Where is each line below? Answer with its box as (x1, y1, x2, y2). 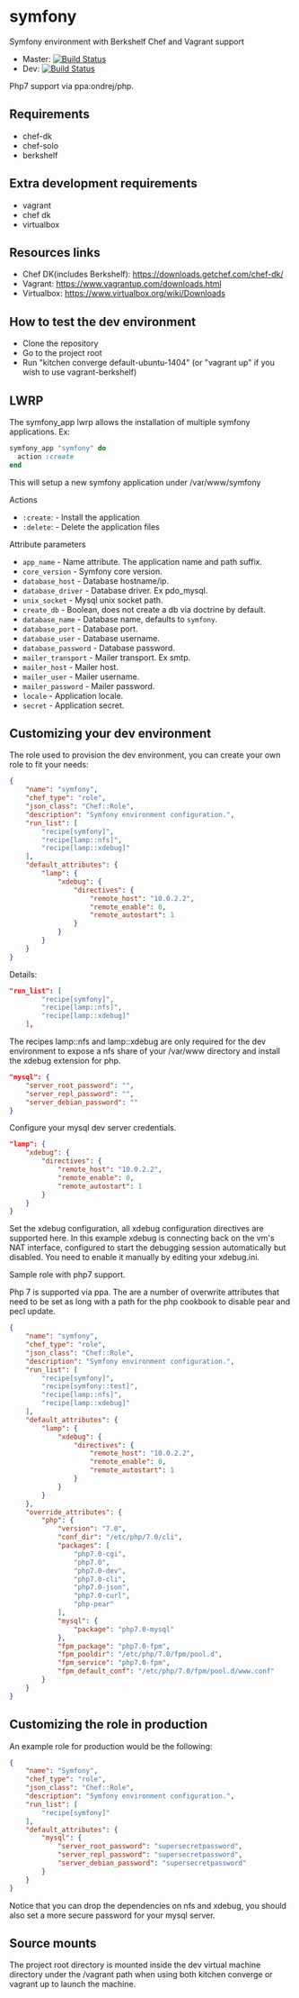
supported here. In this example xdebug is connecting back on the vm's (9, 1232, 276, 1244)
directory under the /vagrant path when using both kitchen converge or (9, 1969, 273, 1980)
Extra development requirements (9, 176, 198, 191)
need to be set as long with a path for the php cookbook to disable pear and (9, 1296, 291, 1307)
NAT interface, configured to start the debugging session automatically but (9, 1242, 286, 1253)
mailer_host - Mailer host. (22, 661, 119, 672)
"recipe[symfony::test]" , (41, 1382, 139, 1391)
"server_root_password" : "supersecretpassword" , (57, 1842, 243, 1851)
